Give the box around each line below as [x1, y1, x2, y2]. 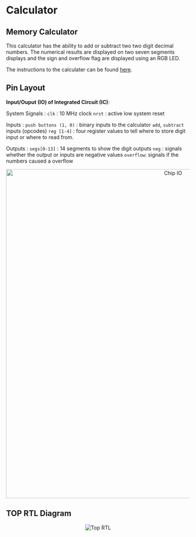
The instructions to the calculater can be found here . [6, 66, 132, 73]
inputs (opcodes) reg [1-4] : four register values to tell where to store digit [6, 127, 185, 135]
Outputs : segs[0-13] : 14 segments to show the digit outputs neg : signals [6, 144, 182, 152]
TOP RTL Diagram [6, 508, 72, 518]
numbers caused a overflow [6, 157, 73, 164]
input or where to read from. [6, 133, 74, 140]
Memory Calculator [6, 27, 78, 37]
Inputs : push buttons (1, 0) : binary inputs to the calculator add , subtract [6, 121, 184, 128]
